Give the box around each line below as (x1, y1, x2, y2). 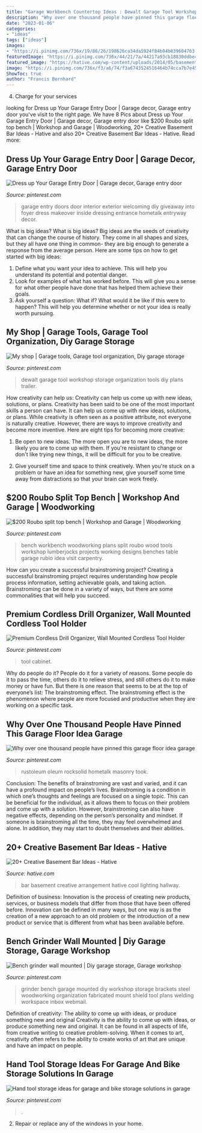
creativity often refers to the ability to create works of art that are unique (6, 1035, 185, 1042)
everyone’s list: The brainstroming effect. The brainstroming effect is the (6, 689, 185, 696)
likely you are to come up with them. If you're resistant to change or (14, 444, 183, 452)
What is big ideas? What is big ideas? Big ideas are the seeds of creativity (6, 227, 189, 234)
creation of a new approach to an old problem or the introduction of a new (6, 913, 190, 919)
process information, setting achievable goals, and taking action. (6, 579, 167, 586)
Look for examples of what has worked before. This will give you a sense (14, 277, 196, 284)
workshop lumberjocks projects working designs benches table (20, 547, 179, 555)
